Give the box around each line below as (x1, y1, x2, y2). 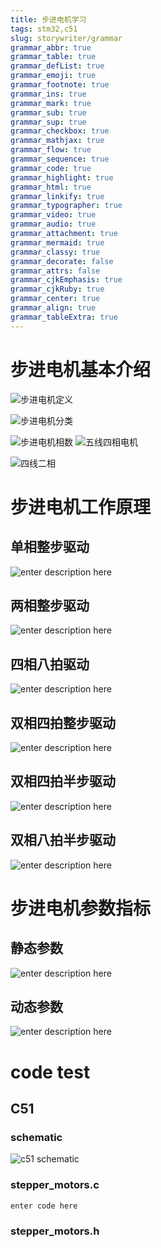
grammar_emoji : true (10, 71, 97, 81)
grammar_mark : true (10, 98, 92, 108)
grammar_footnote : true (10, 80, 110, 90)
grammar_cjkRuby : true (10, 284, 105, 295)
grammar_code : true (10, 163, 92, 173)
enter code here (10, 1201, 78, 1211)
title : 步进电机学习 (10, 14, 87, 25)
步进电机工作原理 (10, 496, 152, 518)
